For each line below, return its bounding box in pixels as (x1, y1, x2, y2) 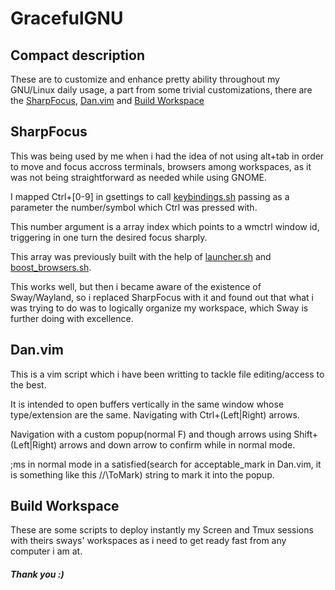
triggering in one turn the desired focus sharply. (10, 231, 208, 243)
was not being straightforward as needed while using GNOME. (10, 171, 268, 183)
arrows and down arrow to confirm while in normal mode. (59, 438, 296, 451)
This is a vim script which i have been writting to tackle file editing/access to (10, 368, 325, 380)
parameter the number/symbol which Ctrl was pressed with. (10, 201, 258, 213)
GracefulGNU (10, 7, 124, 30)
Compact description (10, 47, 146, 64)
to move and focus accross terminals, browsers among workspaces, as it (10, 160, 312, 172)
